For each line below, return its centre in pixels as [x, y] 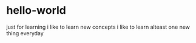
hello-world [36, 10]
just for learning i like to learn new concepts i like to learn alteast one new [98, 27]
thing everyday [25, 33]
